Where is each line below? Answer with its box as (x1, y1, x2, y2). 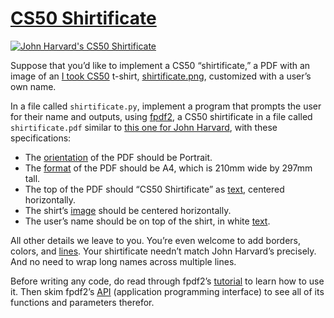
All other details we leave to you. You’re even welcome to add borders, (10, 234, 302, 246)
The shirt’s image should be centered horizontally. (24, 204, 232, 216)
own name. (10, 80, 57, 92)
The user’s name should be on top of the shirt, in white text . (24, 215, 271, 227)
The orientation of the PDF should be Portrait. (24, 151, 213, 163)
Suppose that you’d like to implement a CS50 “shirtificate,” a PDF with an (10, 59, 311, 71)
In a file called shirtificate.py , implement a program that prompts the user (10, 100, 322, 112)
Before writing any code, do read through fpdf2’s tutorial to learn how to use (10, 275, 325, 287)
